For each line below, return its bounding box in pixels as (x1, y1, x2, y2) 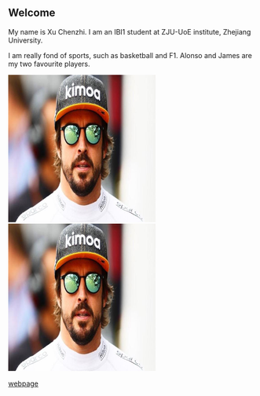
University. (8, 35, 43, 45)
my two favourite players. (8, 59, 90, 68)
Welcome (8, 6, 56, 20)
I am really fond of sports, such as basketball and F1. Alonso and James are (8, 50, 253, 60)
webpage (8, 379, 39, 388)
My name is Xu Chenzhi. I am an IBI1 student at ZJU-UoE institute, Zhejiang (8, 27, 251, 36)
